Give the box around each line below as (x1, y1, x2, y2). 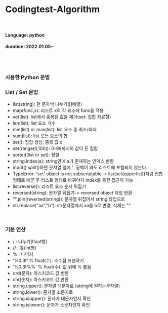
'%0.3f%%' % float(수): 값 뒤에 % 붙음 (12, 264, 92, 270)
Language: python (5, 32, 45, 38)
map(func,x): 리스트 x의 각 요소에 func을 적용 (12, 107, 104, 113)
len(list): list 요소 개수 (12, 120, 56, 126)
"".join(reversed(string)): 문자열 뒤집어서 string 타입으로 (12, 196, 125, 202)
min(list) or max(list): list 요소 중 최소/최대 (12, 126, 97, 132)
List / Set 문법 (5, 89, 38, 96)
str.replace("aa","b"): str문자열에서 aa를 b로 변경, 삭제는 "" (12, 202, 131, 208)
